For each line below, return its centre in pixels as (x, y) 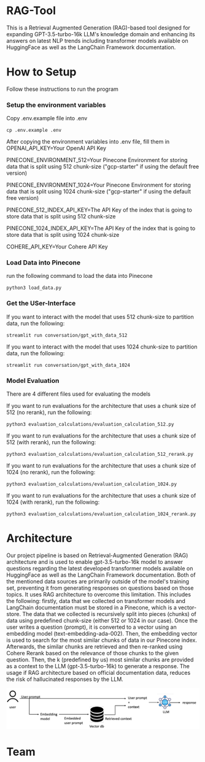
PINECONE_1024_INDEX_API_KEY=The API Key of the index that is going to (101, 228)
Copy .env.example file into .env (47, 118)
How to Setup (41, 72)
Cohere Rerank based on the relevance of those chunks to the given (93, 653)
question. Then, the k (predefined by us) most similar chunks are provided (100, 660)
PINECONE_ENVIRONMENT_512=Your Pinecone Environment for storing (97, 160)
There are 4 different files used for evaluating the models (79, 394)
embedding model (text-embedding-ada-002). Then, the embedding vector (102, 633)
